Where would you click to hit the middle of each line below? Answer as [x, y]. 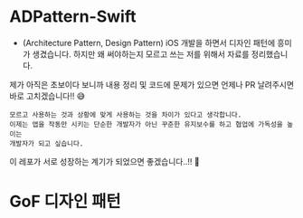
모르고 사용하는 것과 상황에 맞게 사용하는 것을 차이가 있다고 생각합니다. [126, 115]
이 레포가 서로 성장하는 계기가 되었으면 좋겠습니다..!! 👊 [105, 161]
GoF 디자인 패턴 [65, 202]
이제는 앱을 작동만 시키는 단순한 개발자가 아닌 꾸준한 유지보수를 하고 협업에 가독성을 [146, 124]
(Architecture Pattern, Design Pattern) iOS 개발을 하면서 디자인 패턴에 [149, 43]
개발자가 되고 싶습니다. [47, 143]
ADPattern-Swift [73, 17]
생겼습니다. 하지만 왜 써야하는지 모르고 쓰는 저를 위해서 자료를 [141, 54]
